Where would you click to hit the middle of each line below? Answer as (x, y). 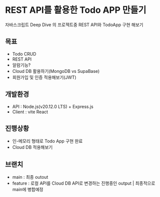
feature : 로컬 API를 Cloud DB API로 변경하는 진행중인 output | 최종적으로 (84, 183)
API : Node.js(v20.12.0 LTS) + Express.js (53, 106)
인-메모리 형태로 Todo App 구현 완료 (47, 141)
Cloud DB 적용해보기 (32, 147)
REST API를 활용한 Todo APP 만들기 (76, 10)
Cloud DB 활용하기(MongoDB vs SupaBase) (56, 71)
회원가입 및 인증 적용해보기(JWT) (44, 77)
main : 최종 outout (30, 177)
